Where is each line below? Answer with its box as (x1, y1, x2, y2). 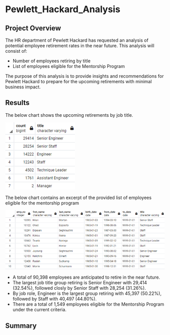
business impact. (5, 84, 41, 90)
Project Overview (5, 24, 61, 32)
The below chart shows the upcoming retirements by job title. (5, 112, 133, 118)
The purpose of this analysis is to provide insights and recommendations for (5, 73, 164, 79)
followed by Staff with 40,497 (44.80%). (12, 296, 97, 302)
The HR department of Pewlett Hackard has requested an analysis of (5, 37, 149, 43)
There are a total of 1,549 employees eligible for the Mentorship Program (12, 301, 164, 308)
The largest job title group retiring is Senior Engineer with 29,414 (12, 280, 147, 286)
